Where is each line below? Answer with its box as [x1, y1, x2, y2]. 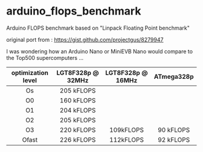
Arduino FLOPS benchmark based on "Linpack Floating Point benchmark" [6, 24, 190, 31]
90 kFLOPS [158, 125, 190, 134]
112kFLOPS [109, 135, 144, 144]
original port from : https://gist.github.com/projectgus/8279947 [6, 36, 164, 43]
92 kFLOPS [158, 135, 190, 144]
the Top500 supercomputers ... [6, 54, 84, 61]
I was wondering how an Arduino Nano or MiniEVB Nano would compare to [6, 47, 193, 55]
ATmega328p [153, 72, 194, 81]
